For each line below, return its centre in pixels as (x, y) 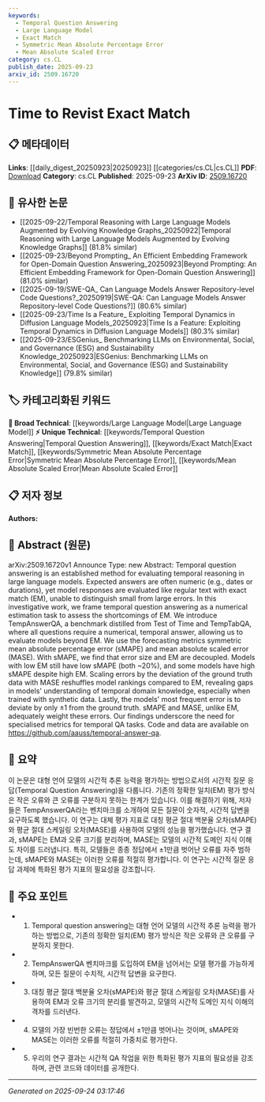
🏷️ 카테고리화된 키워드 (60, 400)
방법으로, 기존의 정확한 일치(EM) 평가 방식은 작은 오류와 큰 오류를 (146, 935)
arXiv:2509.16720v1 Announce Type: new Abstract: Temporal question (122, 564)
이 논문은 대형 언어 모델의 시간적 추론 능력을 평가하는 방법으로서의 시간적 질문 (127, 780)
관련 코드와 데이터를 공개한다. (94, 1067)
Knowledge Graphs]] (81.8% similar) (78, 247)
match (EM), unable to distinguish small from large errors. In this (112, 598)
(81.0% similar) (44, 281)
